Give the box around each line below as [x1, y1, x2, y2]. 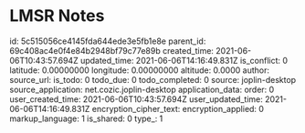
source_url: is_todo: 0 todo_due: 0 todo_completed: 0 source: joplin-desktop [9, 74, 297, 85]
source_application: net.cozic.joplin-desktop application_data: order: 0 [9, 84, 275, 95]
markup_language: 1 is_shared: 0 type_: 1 [9, 113, 163, 124]
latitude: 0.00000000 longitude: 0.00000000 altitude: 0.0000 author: [9, 65, 269, 76]
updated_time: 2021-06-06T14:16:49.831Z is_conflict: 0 [80, 55, 289, 66]
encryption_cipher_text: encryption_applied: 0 [91, 103, 265, 114]
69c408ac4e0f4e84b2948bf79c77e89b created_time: [9, 45, 215, 56]
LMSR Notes [9, 5, 105, 26]
